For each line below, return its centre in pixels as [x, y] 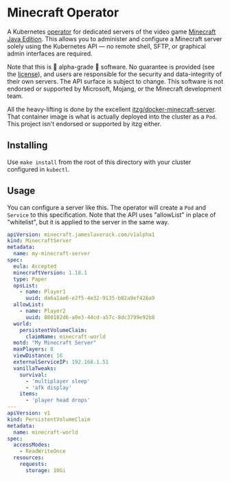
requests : [34, 465]
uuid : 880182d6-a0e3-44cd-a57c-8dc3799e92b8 [90, 317]
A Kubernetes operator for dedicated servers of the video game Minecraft [112, 32]
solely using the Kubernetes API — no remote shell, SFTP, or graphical [106, 46]
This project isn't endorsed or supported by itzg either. [84, 124]
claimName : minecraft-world [66, 337]
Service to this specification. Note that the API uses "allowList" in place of [112, 215]
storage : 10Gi [46, 470]
